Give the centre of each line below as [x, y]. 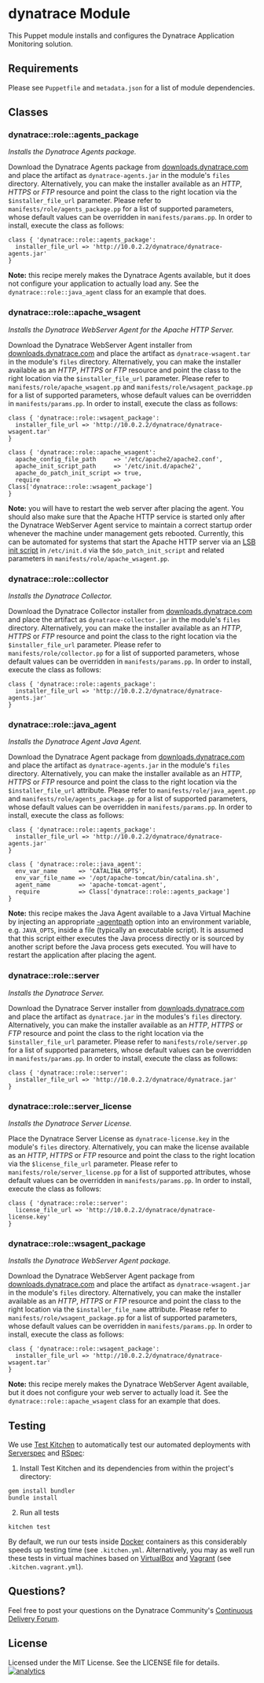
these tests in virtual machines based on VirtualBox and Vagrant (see [120, 1559]
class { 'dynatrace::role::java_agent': [75, 864]
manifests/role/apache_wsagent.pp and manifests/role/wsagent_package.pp [130, 387]
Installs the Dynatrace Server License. [70, 1123]
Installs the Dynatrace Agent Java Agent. [75, 742]
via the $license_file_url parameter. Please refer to [93, 1163]
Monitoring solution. [40, 43]
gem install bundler [42, 1491]
